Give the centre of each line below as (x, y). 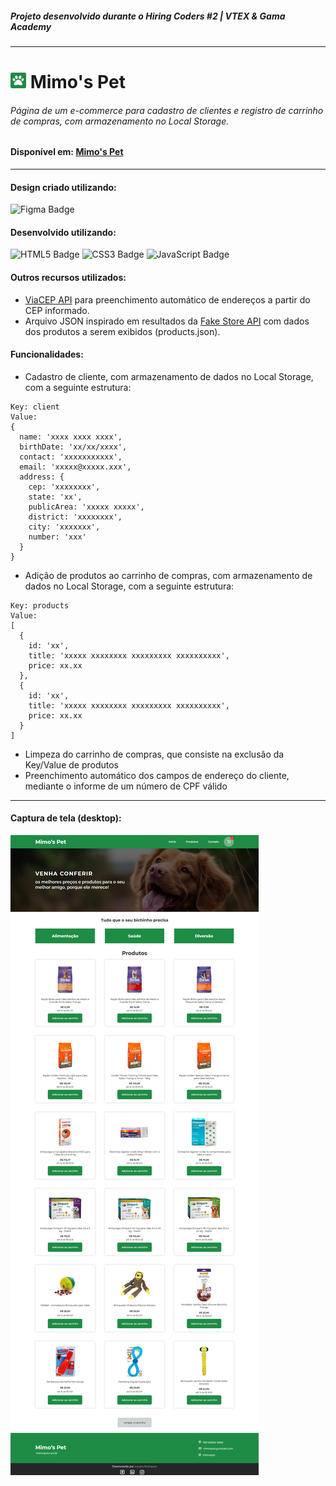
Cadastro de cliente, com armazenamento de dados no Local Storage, (169, 376)
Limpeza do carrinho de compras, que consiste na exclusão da (154, 754)
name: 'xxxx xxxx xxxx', (71, 437)
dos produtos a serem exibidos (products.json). (122, 331)
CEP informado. (57, 310)
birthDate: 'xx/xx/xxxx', (73, 447)
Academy (31, 26)
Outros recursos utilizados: (68, 277)
